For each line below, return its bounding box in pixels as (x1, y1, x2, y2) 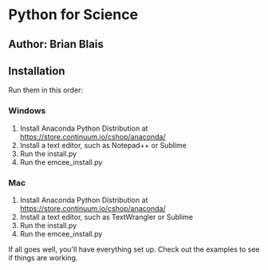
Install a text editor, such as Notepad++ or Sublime (19, 140, 187, 150)
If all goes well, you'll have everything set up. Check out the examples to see (8, 245, 260, 254)
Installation (8, 64, 65, 77)
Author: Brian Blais (8, 37, 104, 51)
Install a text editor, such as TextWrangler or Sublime (19, 212, 194, 221)
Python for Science (8, 6, 138, 24)
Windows (8, 105, 46, 116)
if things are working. (8, 252, 78, 262)
